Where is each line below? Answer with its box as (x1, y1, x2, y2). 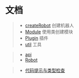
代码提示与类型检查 (25, 67, 65, 73)
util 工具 (25, 41, 42, 47)
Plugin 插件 (25, 35, 49, 41)
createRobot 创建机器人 (25, 22, 74, 28)
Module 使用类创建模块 (25, 28, 73, 34)
